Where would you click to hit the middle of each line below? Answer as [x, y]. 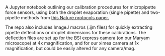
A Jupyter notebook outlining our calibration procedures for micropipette [80, 7]
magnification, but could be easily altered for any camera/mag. [70, 48]
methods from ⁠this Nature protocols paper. [65, 18]
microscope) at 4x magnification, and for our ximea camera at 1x [72, 43]
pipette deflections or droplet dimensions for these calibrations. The [76, 32]
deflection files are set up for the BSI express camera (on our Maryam [77, 38]
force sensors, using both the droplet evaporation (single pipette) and [77, 12]
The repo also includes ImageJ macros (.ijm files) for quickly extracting [79, 27]
